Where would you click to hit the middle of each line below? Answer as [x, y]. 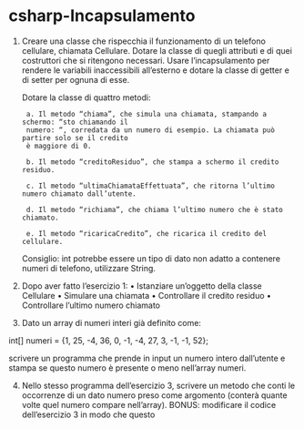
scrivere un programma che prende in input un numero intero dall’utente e [147, 358]
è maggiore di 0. [59, 146]
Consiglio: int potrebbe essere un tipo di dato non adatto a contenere [151, 258]
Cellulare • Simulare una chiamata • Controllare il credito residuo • [147, 295]
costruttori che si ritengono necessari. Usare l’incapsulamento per [146, 60]
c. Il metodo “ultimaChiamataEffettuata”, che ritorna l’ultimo [150, 186]
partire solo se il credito [75, 138]
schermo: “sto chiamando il [75, 122]
